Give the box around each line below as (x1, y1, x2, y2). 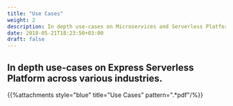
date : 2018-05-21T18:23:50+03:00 (7, 29, 104, 37)
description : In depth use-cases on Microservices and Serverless (7, 23, 203, 30)
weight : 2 (7, 17, 36, 24)
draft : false (7, 36, 45, 43)
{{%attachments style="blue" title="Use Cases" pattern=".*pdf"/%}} (7, 91, 203, 99)
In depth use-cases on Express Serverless (7, 62, 194, 73)
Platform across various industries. (7, 72, 163, 84)
